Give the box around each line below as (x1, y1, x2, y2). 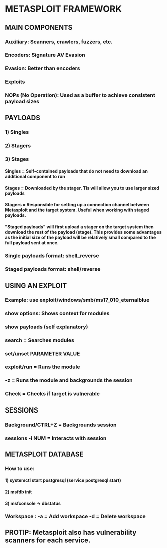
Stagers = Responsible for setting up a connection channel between (5, 202, 149, 208)
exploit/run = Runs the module (5, 363, 80, 370)
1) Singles (5, 128, 29, 135)
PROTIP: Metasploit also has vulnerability (5, 528, 137, 537)
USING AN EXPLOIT (5, 281, 67, 290)
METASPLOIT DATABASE (5, 450, 84, 458)
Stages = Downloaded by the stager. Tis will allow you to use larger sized (5, 185, 160, 191)
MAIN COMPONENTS (5, 23, 73, 32)
